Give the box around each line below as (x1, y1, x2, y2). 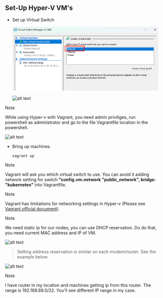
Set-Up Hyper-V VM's (5, 4, 73, 12)
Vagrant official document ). (5, 205, 60, 211)
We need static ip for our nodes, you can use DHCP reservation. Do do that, (5, 224, 157, 230)
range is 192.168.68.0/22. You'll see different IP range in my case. (5, 287, 136, 293)
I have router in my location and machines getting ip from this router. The (5, 282, 151, 288)
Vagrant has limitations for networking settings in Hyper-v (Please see (5, 201, 145, 206)
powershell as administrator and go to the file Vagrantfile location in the (5, 119, 148, 125)
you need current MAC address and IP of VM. (5, 230, 96, 236)
